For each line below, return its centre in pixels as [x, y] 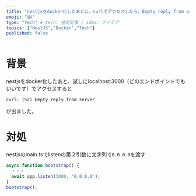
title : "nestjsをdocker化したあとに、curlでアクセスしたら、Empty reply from [95, 11]
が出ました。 [21, 111]
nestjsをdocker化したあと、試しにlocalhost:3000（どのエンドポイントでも [96, 81]
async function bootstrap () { [43, 166]
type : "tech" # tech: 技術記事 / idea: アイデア [63, 22]
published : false [27, 33]
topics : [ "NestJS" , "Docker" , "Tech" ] [50, 28]
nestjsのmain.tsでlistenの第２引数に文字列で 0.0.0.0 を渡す [76, 154]
